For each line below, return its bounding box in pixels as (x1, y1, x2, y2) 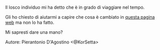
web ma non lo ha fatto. (5, 20, 55, 25)
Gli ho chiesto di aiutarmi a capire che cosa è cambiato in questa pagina (5, 14, 155, 20)
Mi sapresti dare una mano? (5, 29, 63, 35)
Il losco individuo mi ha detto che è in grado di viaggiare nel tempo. (5, 5, 145, 10)
